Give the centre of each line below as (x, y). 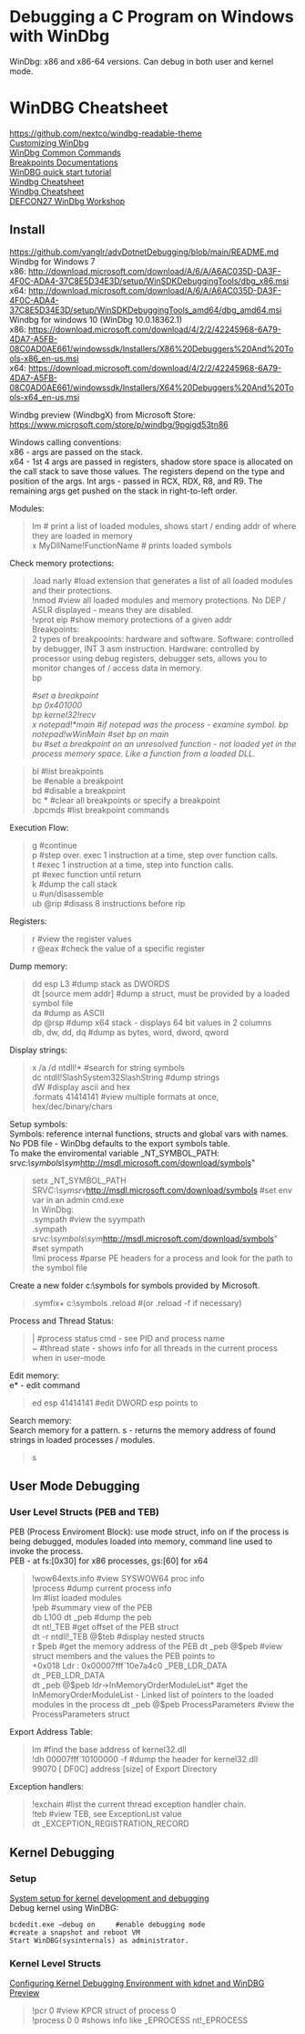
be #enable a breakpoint (78, 781)
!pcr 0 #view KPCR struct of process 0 (104, 2011)
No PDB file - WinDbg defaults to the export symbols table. (120, 1143)
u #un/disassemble (68, 893)
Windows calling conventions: (66, 442)
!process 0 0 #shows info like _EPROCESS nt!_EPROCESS (140, 2020)
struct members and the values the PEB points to (123, 1656)
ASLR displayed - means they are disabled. (112, 609)
